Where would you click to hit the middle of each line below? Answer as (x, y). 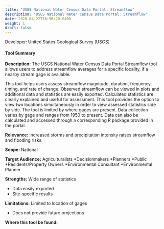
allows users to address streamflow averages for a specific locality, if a (77, 69)
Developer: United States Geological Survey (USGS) (58, 42)
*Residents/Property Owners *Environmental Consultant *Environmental (79, 164)
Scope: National (22, 150)
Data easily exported (33, 189)
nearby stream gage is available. (38, 75)
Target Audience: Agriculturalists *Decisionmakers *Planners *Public (76, 159)
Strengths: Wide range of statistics (41, 179)
